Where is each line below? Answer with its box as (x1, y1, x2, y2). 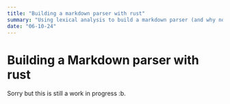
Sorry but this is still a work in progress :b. (7, 90, 127, 98)
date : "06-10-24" (7, 23, 57, 29)
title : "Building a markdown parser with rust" (7, 10, 146, 17)
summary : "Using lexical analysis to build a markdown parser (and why (7, 16, 216, 23)
